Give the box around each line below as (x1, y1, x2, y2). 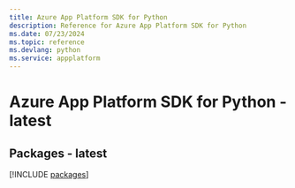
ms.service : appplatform (9, 54, 101, 63)
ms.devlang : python (9, 46, 81, 55)
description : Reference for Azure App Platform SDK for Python (9, 21, 247, 30)
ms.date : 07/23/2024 (9, 29, 86, 38)
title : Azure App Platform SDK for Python (9, 12, 168, 22)
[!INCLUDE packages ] (9, 169, 89, 179)
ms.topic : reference (9, 37, 86, 47)
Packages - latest (9, 146, 108, 161)
